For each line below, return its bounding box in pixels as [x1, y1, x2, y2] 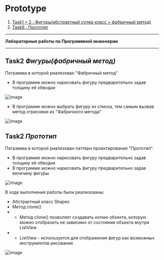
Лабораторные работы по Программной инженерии [5, 38, 118, 44]
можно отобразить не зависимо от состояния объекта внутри [19, 219, 150, 225]
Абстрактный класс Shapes [12, 199, 70, 204]
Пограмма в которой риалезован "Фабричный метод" [5, 70, 118, 76]
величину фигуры [12, 170, 49, 176]
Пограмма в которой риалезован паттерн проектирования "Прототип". [5, 145, 154, 151]
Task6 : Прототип [12, 24, 48, 30]
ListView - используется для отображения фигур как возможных [19, 235, 155, 240]
